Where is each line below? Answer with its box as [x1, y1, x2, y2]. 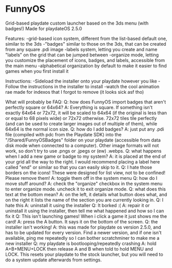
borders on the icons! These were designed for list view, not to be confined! [5, 170, 166, 176]
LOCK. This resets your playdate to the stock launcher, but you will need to [5, 251, 163, 257]
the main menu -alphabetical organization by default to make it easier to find [5, 63, 167, 69]
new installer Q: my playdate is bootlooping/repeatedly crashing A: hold [5, 240, 157, 246]
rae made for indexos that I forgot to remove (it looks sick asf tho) [5, 89, 144, 95]
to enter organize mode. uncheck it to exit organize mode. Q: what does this [5, 185, 166, 192]
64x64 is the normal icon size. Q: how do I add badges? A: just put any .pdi [5, 126, 164, 132]
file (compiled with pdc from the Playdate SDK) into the [5, 131, 122, 137]
